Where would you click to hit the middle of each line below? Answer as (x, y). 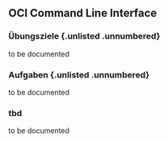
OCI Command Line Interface (83, 13)
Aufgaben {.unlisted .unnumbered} (79, 74)
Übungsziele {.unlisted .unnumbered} (84, 36)
